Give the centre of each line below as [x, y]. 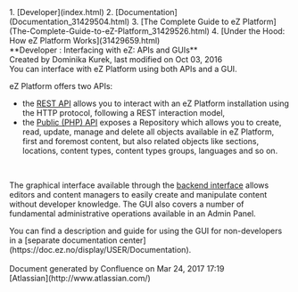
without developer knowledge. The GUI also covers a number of [127, 204]
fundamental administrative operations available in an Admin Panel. [132, 214]
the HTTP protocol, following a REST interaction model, [124, 113]
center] [132, 240]
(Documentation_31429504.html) [70, 21]
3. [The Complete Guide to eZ [186, 21]
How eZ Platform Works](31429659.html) [85, 41]
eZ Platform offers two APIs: [61, 86]
